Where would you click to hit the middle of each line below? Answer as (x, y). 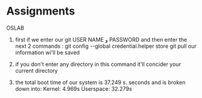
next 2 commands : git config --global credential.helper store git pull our (106, 46)
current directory (36, 70)
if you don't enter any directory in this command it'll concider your (98, 64)
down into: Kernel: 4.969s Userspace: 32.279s (73, 88)
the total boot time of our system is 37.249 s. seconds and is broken (100, 82)
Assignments (41, 11)
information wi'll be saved (47, 52)
